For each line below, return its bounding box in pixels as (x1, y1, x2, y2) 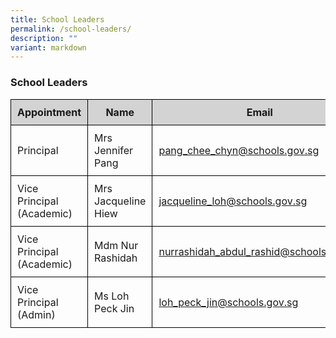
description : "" (10, 33, 78, 43)
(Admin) (17, 307, 56, 321)
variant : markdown (10, 42, 87, 53)
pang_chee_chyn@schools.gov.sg (158, 143, 320, 157)
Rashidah (94, 251, 138, 265)
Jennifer (94, 143, 134, 157)
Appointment (17, 105, 82, 119)
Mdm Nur (94, 238, 139, 252)
